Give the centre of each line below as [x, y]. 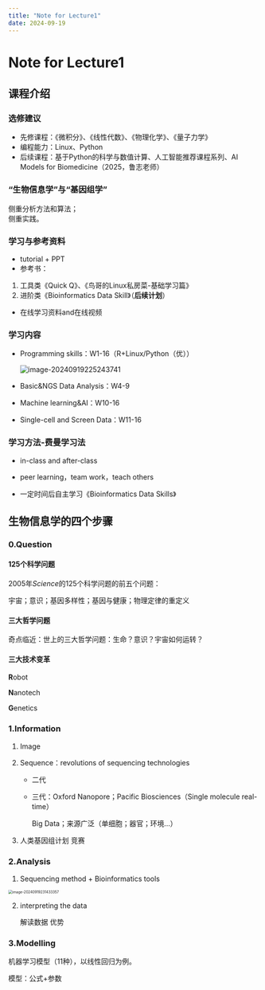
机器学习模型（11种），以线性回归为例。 [72, 961]
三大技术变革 [29, 659]
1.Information [35, 729]
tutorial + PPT [42, 259]
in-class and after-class [58, 460]
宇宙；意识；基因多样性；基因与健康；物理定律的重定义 [99, 601]
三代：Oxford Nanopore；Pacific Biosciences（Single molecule [136, 796]
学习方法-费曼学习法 [47, 443]
